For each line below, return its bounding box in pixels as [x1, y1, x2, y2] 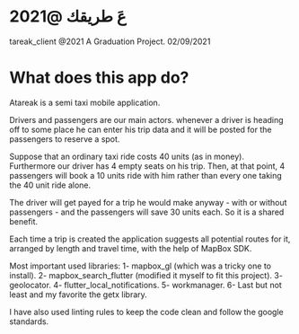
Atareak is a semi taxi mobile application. [9, 97, 161, 108]
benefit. [9, 215, 39, 226]
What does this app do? [9, 67, 189, 88]
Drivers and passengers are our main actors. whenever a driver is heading [9, 114, 285, 125]
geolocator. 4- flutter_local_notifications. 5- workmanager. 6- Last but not [9, 279, 283, 290]
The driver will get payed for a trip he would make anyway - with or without [9, 197, 287, 207]
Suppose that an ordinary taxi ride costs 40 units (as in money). [9, 151, 245, 162]
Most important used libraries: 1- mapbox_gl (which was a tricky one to [9, 260, 272, 271]
